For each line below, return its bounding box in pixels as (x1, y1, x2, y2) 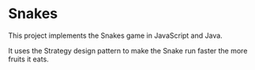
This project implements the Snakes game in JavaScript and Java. (8, 31, 223, 40)
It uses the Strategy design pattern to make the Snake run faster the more (8, 46, 248, 55)
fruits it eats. (8, 54, 49, 64)
